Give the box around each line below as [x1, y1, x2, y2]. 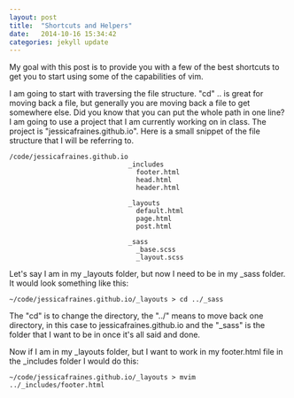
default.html [135, 207, 184, 216]
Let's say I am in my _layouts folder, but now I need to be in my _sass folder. [9, 269, 286, 279]
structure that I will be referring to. [9, 135, 135, 146]
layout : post [9, 12, 58, 22]
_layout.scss [135, 253, 184, 262]
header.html [135, 183, 180, 193]
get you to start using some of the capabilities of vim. [9, 72, 204, 82]
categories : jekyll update [9, 37, 109, 47]
